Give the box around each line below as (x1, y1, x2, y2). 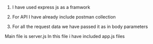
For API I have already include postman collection (12, 14, 116, 19)
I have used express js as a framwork (12, 4, 90, 10)
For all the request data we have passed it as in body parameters (12, 23, 148, 29)
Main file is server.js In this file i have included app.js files (5, 33, 125, 39)
